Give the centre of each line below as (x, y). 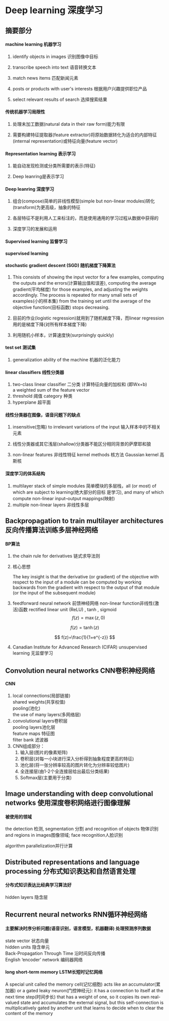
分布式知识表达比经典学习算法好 (38, 885)
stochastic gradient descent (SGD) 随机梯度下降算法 (61, 265)
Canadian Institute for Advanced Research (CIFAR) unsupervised (80, 647)
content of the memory (29, 1013)
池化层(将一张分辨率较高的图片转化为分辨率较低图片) (75, 765)
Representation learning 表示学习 (41, 153)
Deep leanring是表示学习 (38, 177)
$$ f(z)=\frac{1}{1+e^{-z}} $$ (85, 637)
